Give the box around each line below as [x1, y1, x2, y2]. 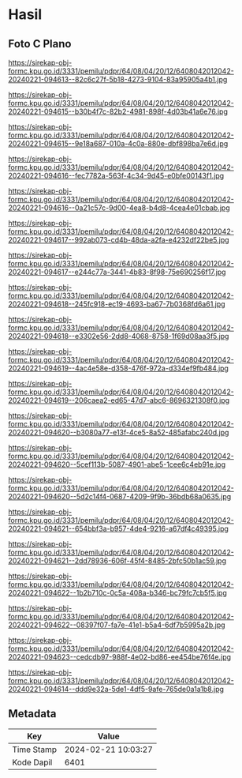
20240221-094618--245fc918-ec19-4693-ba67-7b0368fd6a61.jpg [8, 299, 226, 309]
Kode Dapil [12, 757, 53, 768]
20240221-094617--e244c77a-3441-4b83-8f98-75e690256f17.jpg [8, 267, 226, 276]
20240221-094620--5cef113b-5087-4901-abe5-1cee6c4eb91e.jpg [8, 460, 226, 469]
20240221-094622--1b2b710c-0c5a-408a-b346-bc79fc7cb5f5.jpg [8, 588, 227, 597]
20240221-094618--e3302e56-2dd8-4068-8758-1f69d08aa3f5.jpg [8, 332, 229, 340]
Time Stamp [12, 744, 58, 755]
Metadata [8, 707, 57, 720]
